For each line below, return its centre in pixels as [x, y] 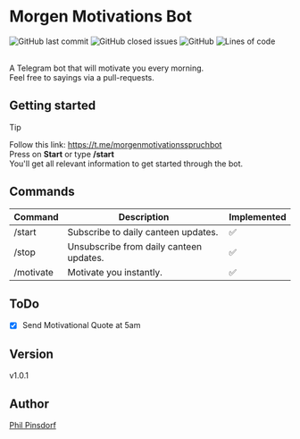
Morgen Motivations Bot [100, 17]
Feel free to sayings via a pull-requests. [82, 77]
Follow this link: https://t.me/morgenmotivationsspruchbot [116, 144]
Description [144, 216]
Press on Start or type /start [62, 154]
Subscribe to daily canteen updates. [143, 232]
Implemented [258, 216]
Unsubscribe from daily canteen [135, 246]
